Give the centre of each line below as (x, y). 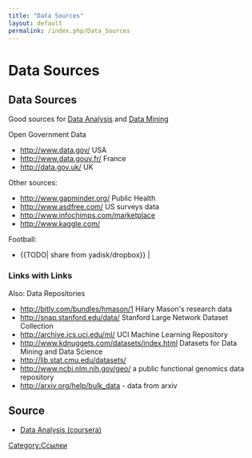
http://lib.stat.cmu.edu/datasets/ (73, 360)
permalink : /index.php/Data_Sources (69, 30)
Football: (23, 239)
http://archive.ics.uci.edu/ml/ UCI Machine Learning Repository (124, 334)
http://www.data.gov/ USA (63, 150)
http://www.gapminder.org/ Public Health (88, 198)
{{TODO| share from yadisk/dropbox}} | (85, 255)
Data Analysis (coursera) (61, 430)
